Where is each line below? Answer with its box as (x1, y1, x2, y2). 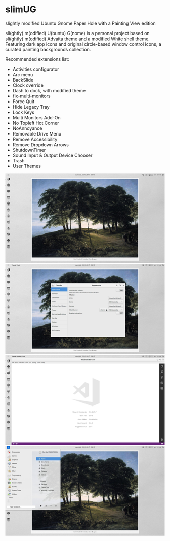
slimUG (5, 4, 36, 15)
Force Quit (12, 98, 34, 105)
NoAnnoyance (12, 125, 42, 131)
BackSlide (12, 77, 34, 83)
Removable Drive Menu (12, 130, 62, 137)
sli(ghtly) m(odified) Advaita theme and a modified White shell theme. (5, 36, 150, 42)
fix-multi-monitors (12, 93, 51, 99)
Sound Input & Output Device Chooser (12, 152, 93, 158)
